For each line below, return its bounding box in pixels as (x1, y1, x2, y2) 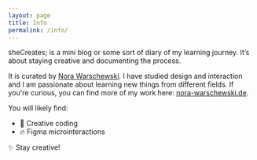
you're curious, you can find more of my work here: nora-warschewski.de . (8, 88, 249, 98)
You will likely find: (8, 103, 68, 113)
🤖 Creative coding (19, 119, 79, 128)
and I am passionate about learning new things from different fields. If (8, 80, 234, 89)
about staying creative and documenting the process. (8, 56, 182, 65)
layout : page (8, 11, 51, 20)
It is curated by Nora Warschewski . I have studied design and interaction (8, 72, 243, 81)
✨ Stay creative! (8, 143, 61, 152)
